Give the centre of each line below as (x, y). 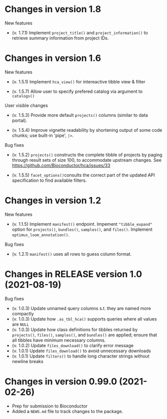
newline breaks (27, 361)
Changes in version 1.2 (53, 201)
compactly (23, 314)
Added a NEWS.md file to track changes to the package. (67, 411)
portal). (19, 120)
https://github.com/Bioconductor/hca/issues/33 (61, 165)
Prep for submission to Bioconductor (50, 406)
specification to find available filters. (49, 180)
